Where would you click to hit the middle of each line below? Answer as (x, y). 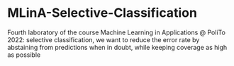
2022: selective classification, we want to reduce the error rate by (104, 39)
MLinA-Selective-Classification (102, 13)
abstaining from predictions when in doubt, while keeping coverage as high (117, 47)
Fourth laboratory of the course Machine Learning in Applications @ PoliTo (116, 32)
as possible (24, 55)
